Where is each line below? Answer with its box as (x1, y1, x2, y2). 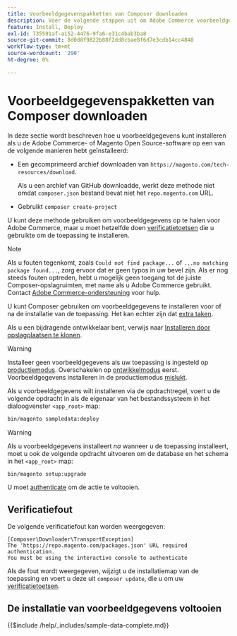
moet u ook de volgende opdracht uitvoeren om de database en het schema (7, 449, 229, 457)
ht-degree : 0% (7, 56, 49, 64)
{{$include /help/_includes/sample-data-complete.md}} (7, 621, 169, 630)
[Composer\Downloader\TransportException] (7, 536, 134, 544)
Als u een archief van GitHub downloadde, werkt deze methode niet (17, 181, 215, 189)
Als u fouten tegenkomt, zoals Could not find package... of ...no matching (7, 258, 229, 267)
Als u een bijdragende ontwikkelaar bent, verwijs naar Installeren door (7, 323, 211, 332)
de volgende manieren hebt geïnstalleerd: (7, 146, 129, 155)
